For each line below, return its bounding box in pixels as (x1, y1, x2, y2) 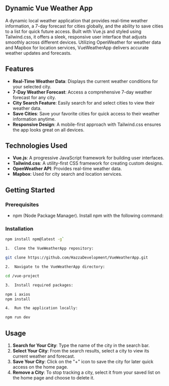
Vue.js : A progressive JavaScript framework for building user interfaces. (12, 155, 164, 161)
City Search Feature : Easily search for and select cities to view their (12, 100, 155, 106)
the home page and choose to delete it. (12, 374, 95, 380)
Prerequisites (5, 201, 39, 208)
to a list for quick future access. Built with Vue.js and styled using (5, 28, 142, 35)
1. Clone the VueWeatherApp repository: (5, 246, 94, 251)
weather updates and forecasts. (5, 50, 72, 56)
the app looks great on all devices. (12, 126, 85, 133)
